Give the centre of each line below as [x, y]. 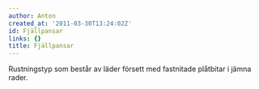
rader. [18, 78]
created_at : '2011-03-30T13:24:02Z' [70, 23]
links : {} [25, 38]
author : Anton [32, 16]
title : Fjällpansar [41, 46]
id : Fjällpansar [36, 31]
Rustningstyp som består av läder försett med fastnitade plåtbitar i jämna [130, 69]
